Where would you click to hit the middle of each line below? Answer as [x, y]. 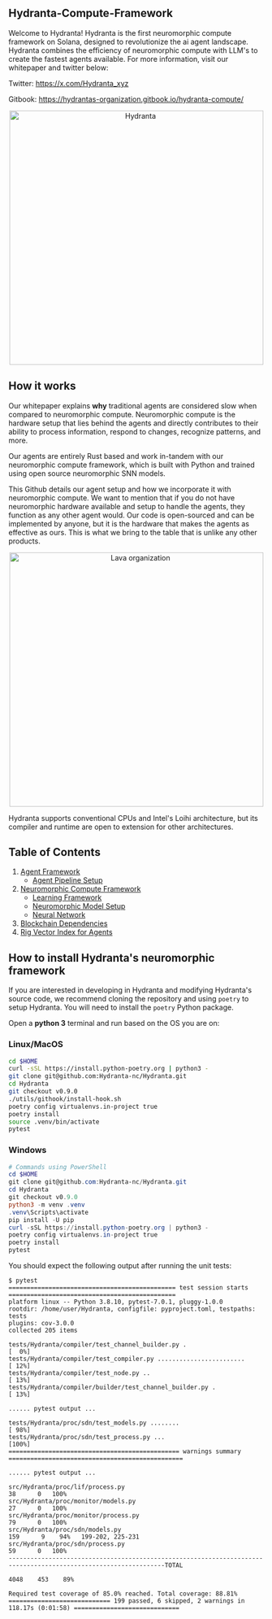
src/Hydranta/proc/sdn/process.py [67, 1544]
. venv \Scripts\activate [49, 1212]
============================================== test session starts [129, 1288]
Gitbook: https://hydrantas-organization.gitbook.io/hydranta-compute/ [126, 99]
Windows [28, 1150]
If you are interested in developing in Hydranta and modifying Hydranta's [130, 990]
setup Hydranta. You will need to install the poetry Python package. [121, 1007]
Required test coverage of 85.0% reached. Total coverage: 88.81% [123, 1594]
